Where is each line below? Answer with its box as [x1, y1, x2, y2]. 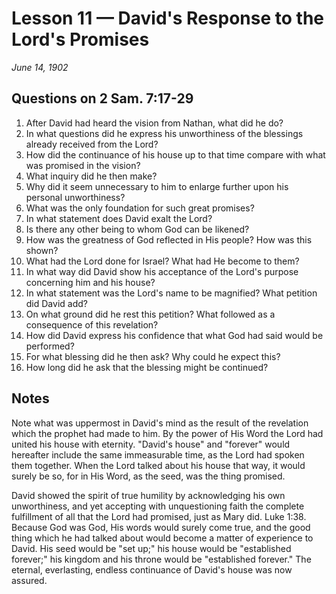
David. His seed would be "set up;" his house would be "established [11, 542, 292, 554]
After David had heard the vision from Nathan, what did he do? [25, 117, 284, 129]
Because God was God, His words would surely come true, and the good [11, 521, 311, 533]
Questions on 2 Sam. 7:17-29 [11, 90, 194, 107]
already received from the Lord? [25, 138, 159, 150]
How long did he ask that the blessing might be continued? [25, 361, 269, 373]
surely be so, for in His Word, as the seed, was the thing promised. [11, 470, 286, 482]
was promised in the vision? [25, 159, 141, 171]
